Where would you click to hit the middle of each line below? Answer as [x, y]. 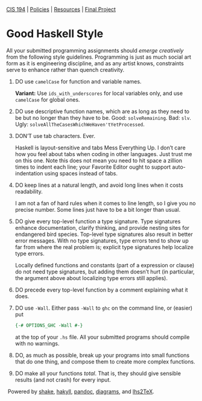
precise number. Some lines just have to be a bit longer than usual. [98, 209]
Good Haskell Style [55, 34]
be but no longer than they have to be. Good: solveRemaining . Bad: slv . [103, 117]
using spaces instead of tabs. [81, 173]
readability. [29, 191]
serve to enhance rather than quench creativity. [65, 70]
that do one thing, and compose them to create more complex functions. [105, 361]
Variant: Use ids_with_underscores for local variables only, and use [99, 93]
